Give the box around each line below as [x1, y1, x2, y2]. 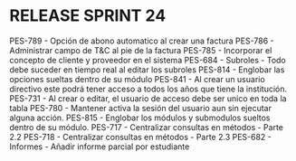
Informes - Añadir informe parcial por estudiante [9, 141, 190, 152]
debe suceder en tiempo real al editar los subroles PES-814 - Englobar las [9, 64, 285, 75]
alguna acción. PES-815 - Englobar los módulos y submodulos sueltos [9, 112, 271, 123]
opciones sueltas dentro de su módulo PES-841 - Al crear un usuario [9, 73, 265, 84]
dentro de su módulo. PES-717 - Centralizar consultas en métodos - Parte [9, 121, 283, 132]
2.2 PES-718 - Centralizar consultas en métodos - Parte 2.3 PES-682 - [9, 131, 272, 142]
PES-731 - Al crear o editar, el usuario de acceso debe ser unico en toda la [9, 92, 287, 104]
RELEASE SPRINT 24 [9, 5, 167, 26]
